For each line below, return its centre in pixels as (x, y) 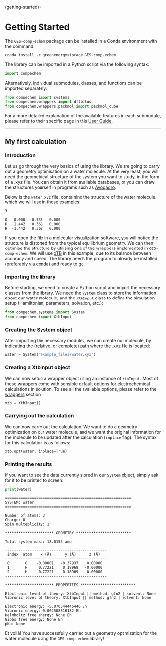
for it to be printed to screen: (34, 480)
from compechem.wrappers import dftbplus (48, 102)
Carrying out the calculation (40, 416)
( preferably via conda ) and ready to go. (45, 264)
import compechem (23, 73)
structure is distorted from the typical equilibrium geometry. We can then (79, 243)
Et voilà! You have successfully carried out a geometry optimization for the (81, 633)
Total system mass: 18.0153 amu (38, 542)
